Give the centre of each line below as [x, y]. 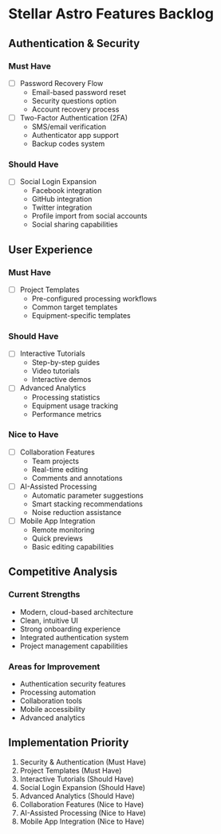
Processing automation [58, 692]
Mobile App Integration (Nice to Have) [82, 821]
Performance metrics [67, 414]
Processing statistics [66, 397]
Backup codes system [68, 144]
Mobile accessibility [52, 709]
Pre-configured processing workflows [94, 299]
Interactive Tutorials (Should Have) [77, 779]
